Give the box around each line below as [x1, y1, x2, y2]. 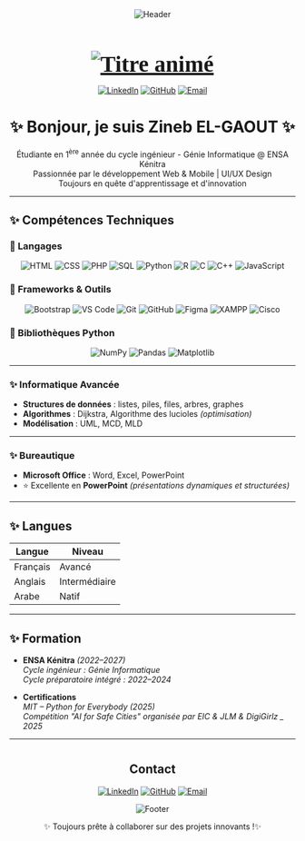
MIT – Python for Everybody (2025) [22, 701, 156, 712]
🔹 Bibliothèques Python [9, 326, 115, 339]
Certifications [22, 692, 77, 703]
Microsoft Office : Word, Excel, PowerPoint [22, 470, 185, 480]
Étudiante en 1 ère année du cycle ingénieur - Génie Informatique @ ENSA [16, 147, 289, 160]
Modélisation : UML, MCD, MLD [22, 418, 143, 430]
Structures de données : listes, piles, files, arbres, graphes [22, 399, 244, 410]
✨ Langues [9, 518, 73, 534]
